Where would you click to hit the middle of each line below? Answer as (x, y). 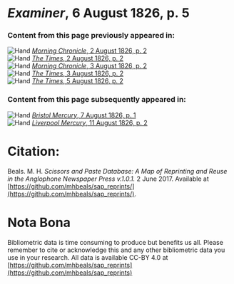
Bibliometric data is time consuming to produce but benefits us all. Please (115, 242)
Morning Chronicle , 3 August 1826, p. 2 (90, 66)
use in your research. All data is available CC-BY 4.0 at (88, 257)
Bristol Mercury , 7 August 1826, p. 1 (84, 115)
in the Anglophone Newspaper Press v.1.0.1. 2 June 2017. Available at (108, 179)
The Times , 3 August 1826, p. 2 (77, 73)
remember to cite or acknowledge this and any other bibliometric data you (116, 250)
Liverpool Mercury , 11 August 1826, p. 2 (90, 122)
